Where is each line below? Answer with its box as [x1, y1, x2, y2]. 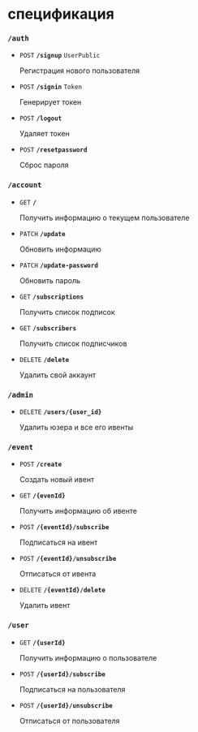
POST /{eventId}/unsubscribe [19, 555, 117, 563]
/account [7, 180, 42, 190]
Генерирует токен [19, 97, 82, 107]
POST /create [19, 460, 62, 469]
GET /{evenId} [19, 492, 66, 500]
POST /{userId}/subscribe [19, 670, 106, 678]
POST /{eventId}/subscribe [19, 523, 110, 532]
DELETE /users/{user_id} [19, 408, 102, 416]
